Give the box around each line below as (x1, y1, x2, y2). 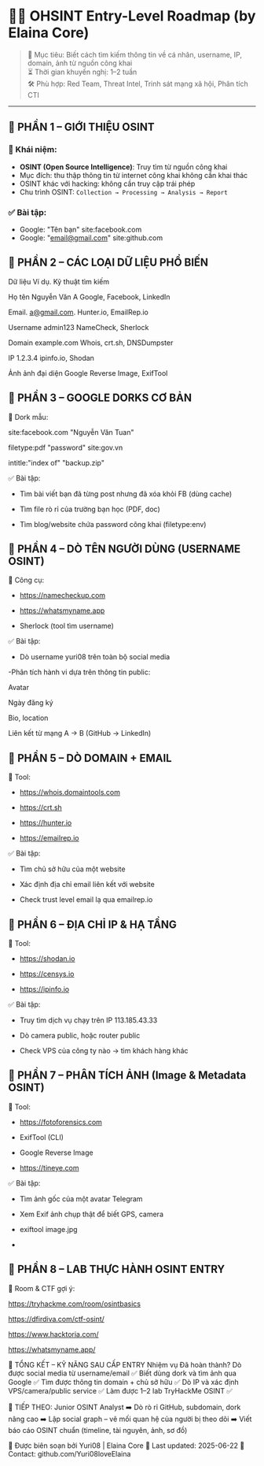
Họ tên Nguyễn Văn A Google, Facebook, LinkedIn (8, 291, 170, 302)
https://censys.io (19, 969, 75, 978)
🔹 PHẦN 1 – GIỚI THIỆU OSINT (8, 121, 155, 134)
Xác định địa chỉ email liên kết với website (19, 880, 155, 889)
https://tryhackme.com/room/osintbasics (8, 1299, 141, 1308)
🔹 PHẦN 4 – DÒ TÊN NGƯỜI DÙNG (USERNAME (8, 542, 241, 555)
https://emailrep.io (19, 833, 79, 843)
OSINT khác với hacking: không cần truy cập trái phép (19, 179, 196, 188)
